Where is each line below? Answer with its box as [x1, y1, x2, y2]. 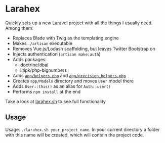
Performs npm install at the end [12, 88, 81, 94]
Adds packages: [12, 56, 47, 62]
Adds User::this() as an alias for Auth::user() [12, 83, 111, 89]
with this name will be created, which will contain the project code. [5, 132, 144, 138]
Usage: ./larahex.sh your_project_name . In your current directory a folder [5, 126, 160, 132]
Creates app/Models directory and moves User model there [12, 78, 134, 84]
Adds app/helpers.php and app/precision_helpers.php [12, 72, 126, 78]
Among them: [5, 25, 34, 31]
